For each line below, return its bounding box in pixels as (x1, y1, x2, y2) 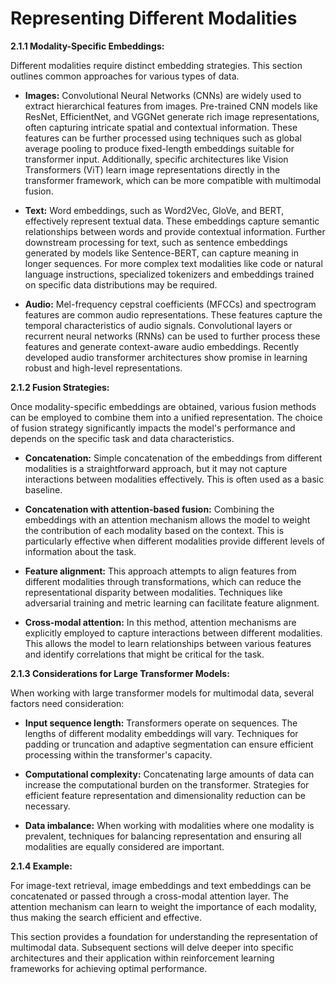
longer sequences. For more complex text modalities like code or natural (24, 257, 323, 269)
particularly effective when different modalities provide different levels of (24, 535, 325, 547)
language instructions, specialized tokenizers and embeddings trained (24, 268, 315, 280)
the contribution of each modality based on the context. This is (24, 524, 285, 536)
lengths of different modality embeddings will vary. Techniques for (24, 727, 299, 739)
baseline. (24, 483, 63, 496)
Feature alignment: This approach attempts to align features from (24, 565, 297, 577)
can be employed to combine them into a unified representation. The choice (10, 411, 323, 423)
